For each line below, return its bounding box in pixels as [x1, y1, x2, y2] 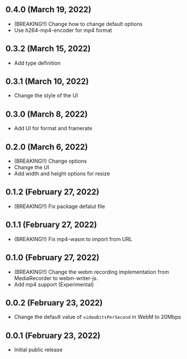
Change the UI [14, 164, 49, 171]
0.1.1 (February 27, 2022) [5, 220, 98, 230]
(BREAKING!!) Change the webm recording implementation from [14, 268, 169, 275]
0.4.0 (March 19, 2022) [5, 5, 92, 15]
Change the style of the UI [14, 92, 78, 99]
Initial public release [14, 346, 63, 353]
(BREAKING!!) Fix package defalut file [14, 203, 105, 210]
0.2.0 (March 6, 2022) [5, 141, 88, 152]
